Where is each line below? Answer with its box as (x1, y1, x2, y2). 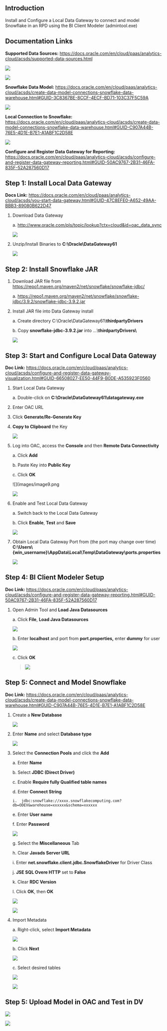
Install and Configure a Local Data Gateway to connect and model (5, 17, 140, 23)
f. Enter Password (12, 821, 50, 827)
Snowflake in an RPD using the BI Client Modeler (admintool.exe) (5, 22, 138, 28)
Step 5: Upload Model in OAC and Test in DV (5, 998, 144, 1007)
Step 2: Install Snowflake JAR (5, 265, 98, 274)
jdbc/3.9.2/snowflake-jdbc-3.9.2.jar (12, 299, 85, 305)
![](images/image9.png (12, 481, 60, 487)
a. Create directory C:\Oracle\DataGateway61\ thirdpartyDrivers (12, 318, 143, 324)
